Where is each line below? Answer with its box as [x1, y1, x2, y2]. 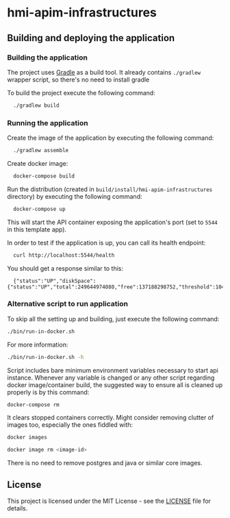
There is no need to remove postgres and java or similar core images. [7, 459, 203, 467]
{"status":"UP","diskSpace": [13, 277, 97, 284]
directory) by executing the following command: [7, 192, 142, 200]
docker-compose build [13, 173, 75, 180]
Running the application [7, 118, 88, 127]
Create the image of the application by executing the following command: [7, 134, 214, 142]
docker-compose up [13, 206, 66, 212]
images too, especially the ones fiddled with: [7, 421, 133, 429]
